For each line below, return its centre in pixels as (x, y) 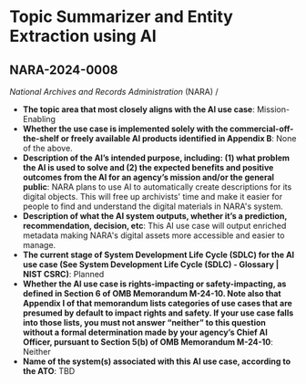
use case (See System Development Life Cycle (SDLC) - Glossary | (151, 265)
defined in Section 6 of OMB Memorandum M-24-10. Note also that (152, 293)
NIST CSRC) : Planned (63, 274)
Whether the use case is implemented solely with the (125, 129)
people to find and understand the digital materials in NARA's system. (153, 206)
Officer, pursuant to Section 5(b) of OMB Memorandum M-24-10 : (148, 342)
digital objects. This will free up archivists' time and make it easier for (153, 197)
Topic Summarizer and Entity (122, 17)
